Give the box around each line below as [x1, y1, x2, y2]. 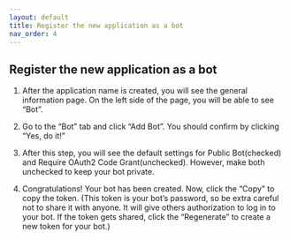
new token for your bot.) [21, 221, 111, 232]
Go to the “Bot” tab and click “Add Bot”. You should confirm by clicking [21, 121, 280, 132]
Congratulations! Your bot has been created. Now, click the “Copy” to [21, 184, 275, 194]
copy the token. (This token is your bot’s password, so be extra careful [21, 193, 279, 204]
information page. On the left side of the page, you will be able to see [21, 94, 274, 106]
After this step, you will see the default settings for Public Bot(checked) [21, 147, 282, 159]
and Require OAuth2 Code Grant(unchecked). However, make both [21, 157, 265, 168]
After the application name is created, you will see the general [21, 86, 248, 96]
